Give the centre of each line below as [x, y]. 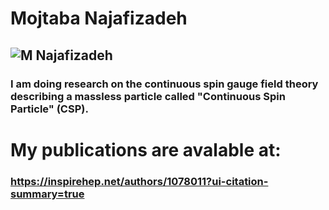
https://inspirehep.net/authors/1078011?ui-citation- [139, 181]
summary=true [47, 194]
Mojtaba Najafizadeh [99, 18]
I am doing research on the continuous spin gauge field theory [164, 84]
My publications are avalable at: [146, 149]
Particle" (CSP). [49, 109]
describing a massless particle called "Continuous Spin [148, 96]
